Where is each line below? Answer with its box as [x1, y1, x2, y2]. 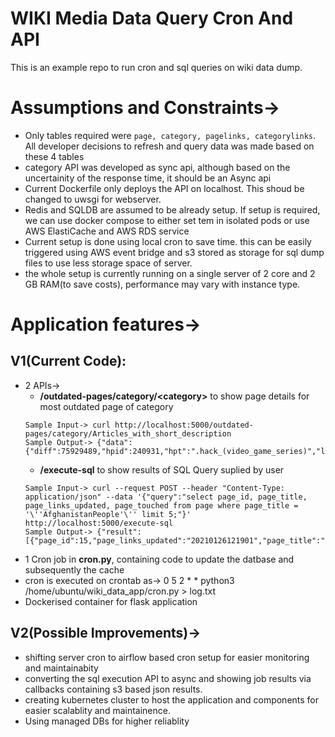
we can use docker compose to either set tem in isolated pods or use [24, 214, 310, 226]
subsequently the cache [24, 563, 125, 576]
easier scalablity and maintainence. [24, 704, 171, 716]
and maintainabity [24, 662, 99, 674]
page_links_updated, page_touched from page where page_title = [24, 500, 299, 511]
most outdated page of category [39, 400, 174, 412]
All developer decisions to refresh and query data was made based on [24, 140, 315, 152]
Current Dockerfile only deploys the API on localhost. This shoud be [24, 182, 305, 194]
